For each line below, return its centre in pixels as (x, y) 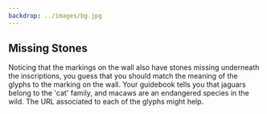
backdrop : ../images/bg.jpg (55, 16)
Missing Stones (48, 49)
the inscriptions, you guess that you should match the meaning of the (123, 76)
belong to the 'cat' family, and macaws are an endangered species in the (129, 93)
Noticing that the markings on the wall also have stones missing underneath (134, 67)
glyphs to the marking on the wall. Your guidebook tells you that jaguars (127, 84)
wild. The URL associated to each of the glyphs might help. (106, 102)
